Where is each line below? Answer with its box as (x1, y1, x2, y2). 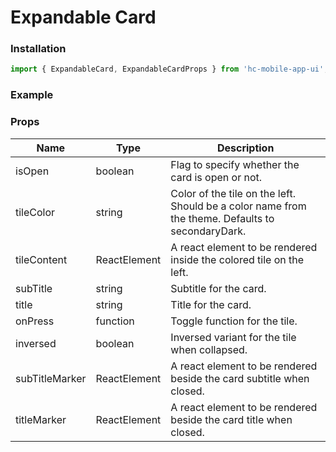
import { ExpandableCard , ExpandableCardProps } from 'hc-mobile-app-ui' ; (10, 64, 329, 75)
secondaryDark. (170, 224, 247, 238)
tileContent (15, 252, 68, 266)
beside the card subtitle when (170, 371, 310, 385)
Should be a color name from (170, 199, 307, 213)
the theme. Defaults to (170, 211, 275, 225)
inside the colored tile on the (170, 252, 305, 266)
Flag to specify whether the (170, 157, 300, 171)
